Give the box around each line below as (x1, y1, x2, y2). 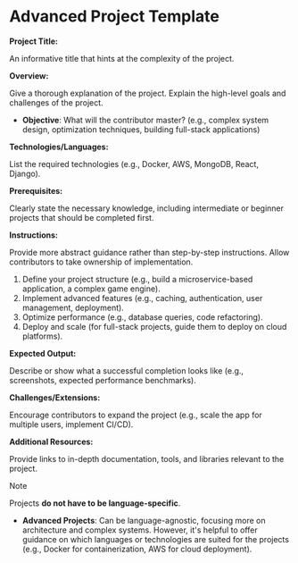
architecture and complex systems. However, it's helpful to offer (21, 525, 258, 535)
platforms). (21, 331, 63, 341)
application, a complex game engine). (21, 283, 161, 294)
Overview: (9, 70, 49, 81)
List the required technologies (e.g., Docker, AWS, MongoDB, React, (9, 158, 259, 169)
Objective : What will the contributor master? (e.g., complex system (21, 114, 269, 125)
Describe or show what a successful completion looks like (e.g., (9, 365, 244, 376)
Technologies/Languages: (9, 141, 109, 152)
